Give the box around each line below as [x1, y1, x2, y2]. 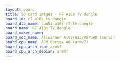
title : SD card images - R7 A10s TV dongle [5, 12, 98, 17]
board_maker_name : [5, 30, 44, 35]
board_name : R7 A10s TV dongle [5, 26, 71, 31]
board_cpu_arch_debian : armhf [5, 49, 69, 54]
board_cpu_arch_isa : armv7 [5, 44, 62, 49]
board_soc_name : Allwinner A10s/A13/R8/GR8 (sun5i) [5, 35, 115, 40]
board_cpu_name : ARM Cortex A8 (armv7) [5, 40, 89, 45]
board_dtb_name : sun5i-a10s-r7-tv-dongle [5, 21, 93, 26]
